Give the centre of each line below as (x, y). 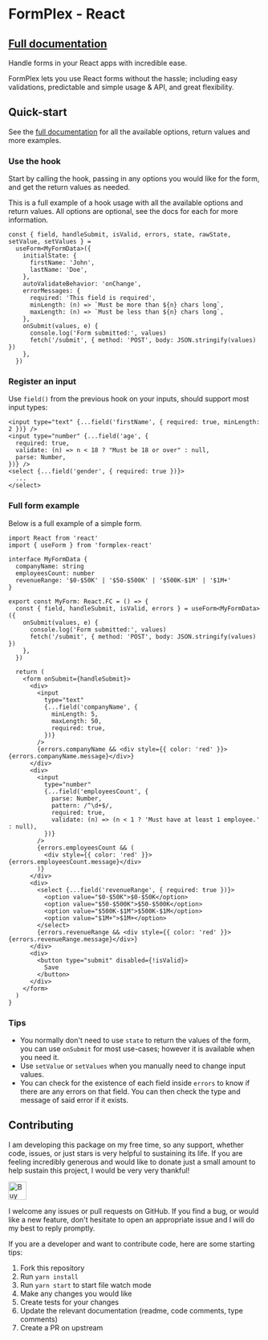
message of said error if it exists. (74, 1100)
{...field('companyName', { (91, 707)
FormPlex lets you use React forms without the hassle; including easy (123, 78)
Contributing (41, 1126)
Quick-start (38, 112)
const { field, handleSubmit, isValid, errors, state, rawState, (120, 235)
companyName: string (50, 566)
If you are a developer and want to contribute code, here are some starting (132, 1243)
